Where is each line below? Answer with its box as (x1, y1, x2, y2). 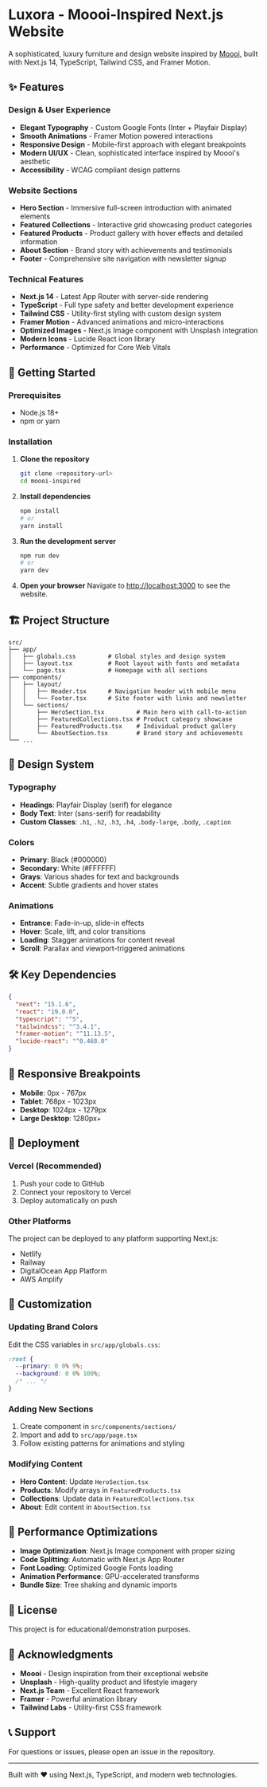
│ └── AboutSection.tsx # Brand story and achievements (8, 730, 244, 738)
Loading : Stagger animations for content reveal (19, 935, 175, 945)
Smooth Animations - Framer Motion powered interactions (19, 131, 213, 140)
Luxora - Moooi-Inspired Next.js (8, 6, 224, 24)
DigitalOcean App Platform (19, 1265, 107, 1275)
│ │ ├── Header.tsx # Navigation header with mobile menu (8, 687, 237, 695)
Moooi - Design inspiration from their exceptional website (19, 1669, 209, 1678)
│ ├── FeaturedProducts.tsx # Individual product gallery (8, 722, 237, 730)
